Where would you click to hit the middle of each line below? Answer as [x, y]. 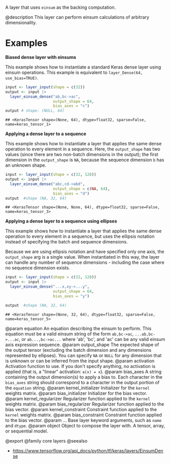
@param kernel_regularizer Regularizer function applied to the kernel [78, 398]
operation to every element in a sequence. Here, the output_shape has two [83, 149]
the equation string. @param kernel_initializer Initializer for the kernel [77, 388]
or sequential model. [27, 431]
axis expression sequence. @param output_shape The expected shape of [82, 345]
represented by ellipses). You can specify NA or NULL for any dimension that [83, 355]
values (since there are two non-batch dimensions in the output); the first [82, 154]
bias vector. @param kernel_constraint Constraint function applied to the [81, 409]
